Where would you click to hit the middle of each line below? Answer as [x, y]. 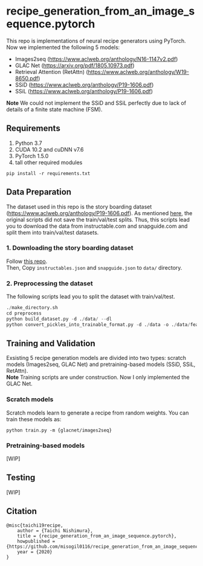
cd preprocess [24, 313]
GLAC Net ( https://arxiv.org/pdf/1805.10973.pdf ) [75, 65]
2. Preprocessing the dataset [50, 283]
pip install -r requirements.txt [48, 173]
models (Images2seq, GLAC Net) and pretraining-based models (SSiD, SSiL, [101, 364]
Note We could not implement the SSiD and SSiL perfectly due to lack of [96, 103]
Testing [21, 478]
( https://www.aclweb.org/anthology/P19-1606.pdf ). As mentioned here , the [99, 213]
